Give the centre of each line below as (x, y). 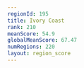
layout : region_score (39, 54)
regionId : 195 (28, 14)
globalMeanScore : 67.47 (42, 40)
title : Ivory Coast (36, 21)
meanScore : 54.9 (31, 34)
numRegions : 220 (31, 47)
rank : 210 (22, 27)
